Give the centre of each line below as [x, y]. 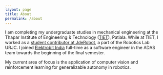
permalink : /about [24, 18]
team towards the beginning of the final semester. [55, 53]
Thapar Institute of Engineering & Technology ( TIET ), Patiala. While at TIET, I [82, 37]
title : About [18, 14]
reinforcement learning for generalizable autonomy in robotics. [68, 67]
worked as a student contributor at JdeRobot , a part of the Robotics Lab [77, 43]
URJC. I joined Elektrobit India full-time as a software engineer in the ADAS [80, 48]
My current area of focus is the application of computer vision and [71, 62]
